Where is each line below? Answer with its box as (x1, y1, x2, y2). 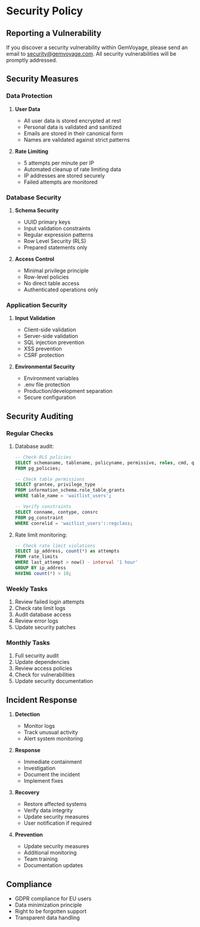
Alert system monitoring (23, 735, 84, 742)
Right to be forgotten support (14, 908, 87, 915)
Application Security (6, 301, 67, 309)
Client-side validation (23, 326, 76, 333)
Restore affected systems (23, 800, 87, 808)
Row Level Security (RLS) (23, 237, 87, 245)
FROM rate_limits (14, 554, 59, 560)
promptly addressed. (6, 57, 58, 63)
